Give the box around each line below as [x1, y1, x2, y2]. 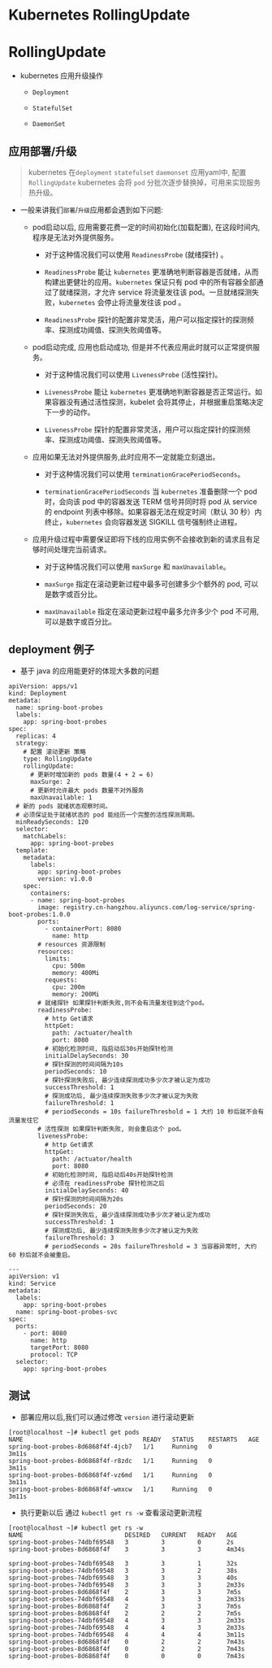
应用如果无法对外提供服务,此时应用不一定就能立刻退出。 [32, 451, 220, 461]
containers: [29, 889, 71, 897]
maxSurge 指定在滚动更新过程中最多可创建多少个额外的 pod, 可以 [44, 579, 259, 589]
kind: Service [8, 1279, 57, 1287]
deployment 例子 [8, 642, 95, 656]
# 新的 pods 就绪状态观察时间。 [15, 802, 112, 810]
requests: [44, 976, 79, 984]
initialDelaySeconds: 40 [44, 1186, 129, 1195]
